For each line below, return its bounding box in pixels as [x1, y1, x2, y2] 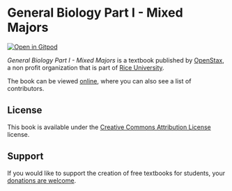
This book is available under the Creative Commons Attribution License [7, 123, 211, 131]
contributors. [7, 84, 45, 92]
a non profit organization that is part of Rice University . [7, 63, 165, 72]
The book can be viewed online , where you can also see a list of [7, 76, 192, 85]
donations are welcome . [7, 176, 77, 185]
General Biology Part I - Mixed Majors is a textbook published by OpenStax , [7, 56, 224, 64]
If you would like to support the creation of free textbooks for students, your [7, 169, 225, 177]
